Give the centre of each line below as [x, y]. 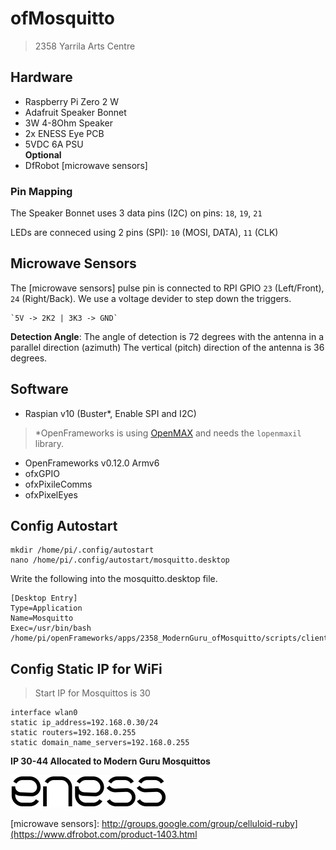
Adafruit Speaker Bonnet [75, 112]
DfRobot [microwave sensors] [86, 165]
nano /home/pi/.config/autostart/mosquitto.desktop [120, 560]
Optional [43, 154]
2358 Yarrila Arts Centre [85, 46]
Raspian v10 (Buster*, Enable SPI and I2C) [110, 413]
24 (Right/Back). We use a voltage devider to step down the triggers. [151, 298]
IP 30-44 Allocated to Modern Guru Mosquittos [110, 761]
